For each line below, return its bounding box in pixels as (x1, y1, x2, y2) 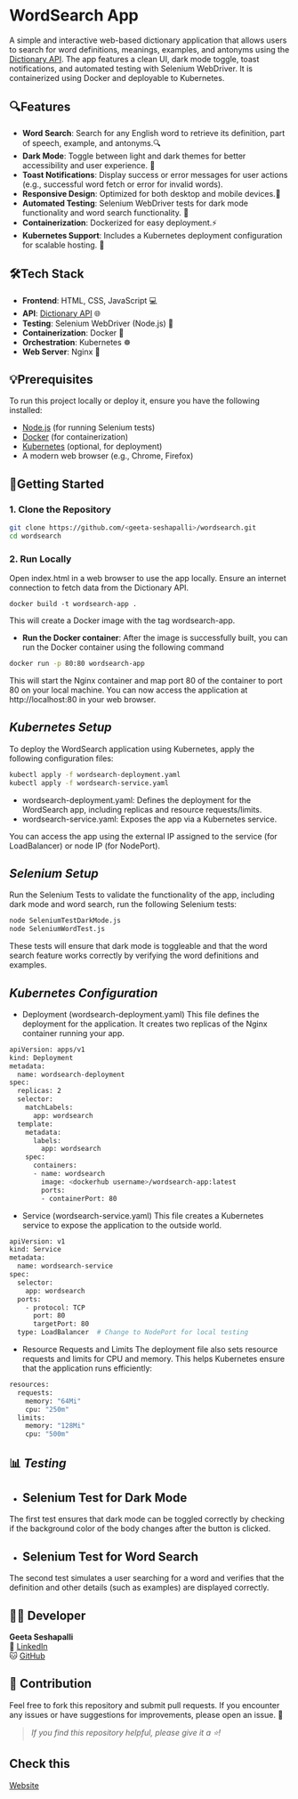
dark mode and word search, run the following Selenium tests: (9, 899, 238, 910)
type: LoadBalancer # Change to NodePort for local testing (17, 1328, 249, 1337)
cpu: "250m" (25, 1405, 69, 1414)
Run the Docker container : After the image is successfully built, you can (21, 633, 288, 644)
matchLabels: (25, 1103, 74, 1113)
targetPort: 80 (32, 1319, 90, 1329)
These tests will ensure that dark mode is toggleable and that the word (9, 941, 269, 952)
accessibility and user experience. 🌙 (21, 159, 156, 170)
